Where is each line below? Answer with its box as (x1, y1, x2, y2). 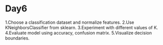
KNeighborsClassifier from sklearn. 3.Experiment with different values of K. (5, 24, 158, 30)
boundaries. (5, 35, 30, 41)
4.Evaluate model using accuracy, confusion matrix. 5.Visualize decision (5, 30, 152, 36)
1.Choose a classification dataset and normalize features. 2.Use (5, 19, 134, 25)
